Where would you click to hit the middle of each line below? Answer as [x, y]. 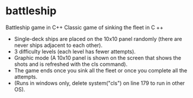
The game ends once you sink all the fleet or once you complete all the [101, 70]
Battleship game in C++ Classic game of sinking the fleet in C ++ [84, 27]
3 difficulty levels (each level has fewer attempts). [75, 51]
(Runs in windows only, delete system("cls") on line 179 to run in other [99, 83]
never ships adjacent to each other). [58, 45]
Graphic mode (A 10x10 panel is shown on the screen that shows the [98, 58]
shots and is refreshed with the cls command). [71, 64]
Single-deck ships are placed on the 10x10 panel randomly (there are [98, 39]
